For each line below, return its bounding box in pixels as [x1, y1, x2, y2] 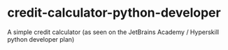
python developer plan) [7, 35, 75, 43]
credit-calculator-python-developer [7, 5, 222, 21]
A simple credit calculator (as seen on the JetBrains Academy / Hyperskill [7, 28, 219, 36]
